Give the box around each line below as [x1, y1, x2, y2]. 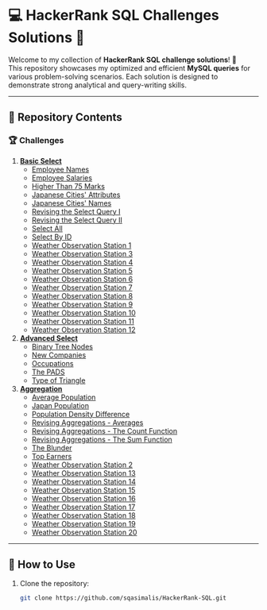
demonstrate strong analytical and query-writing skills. [8, 80, 187, 90]
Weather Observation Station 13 [31, 468, 137, 477]
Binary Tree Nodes [31, 342, 94, 351]
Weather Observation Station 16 [31, 493, 137, 503]
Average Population [31, 392, 96, 402]
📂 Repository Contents [8, 110, 123, 124]
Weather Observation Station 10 [31, 307, 137, 318]
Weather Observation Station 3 [31, 249, 133, 258]
